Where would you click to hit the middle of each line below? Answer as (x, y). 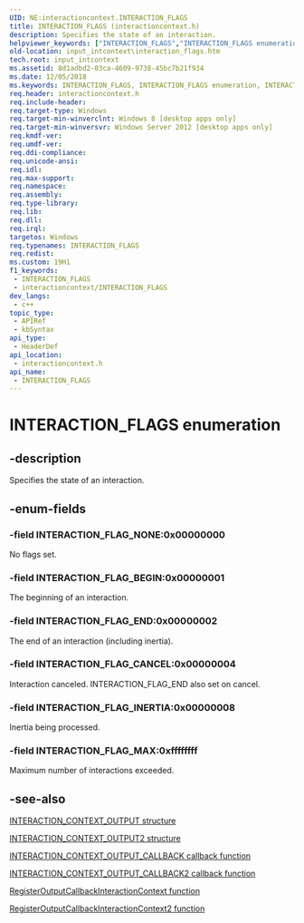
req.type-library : (44, 204)
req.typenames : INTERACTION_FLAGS (75, 246)
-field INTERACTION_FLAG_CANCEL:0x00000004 (123, 665)
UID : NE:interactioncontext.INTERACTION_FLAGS (99, 18)
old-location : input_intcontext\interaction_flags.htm (115, 52)
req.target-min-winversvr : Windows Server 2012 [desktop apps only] (141, 128)
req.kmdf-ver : (36, 136)
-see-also (38, 799)
